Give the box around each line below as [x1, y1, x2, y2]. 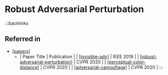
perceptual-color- [109, 59, 146, 65]
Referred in [5, 35, 41, 43]
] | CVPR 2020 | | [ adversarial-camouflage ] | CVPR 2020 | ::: [37, 64, 163, 70]
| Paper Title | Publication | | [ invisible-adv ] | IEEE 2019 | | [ [19, 53, 142, 59]
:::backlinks [5, 20, 29, 26]
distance [19, 64, 38, 70]
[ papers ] [12, 48, 30, 54]
